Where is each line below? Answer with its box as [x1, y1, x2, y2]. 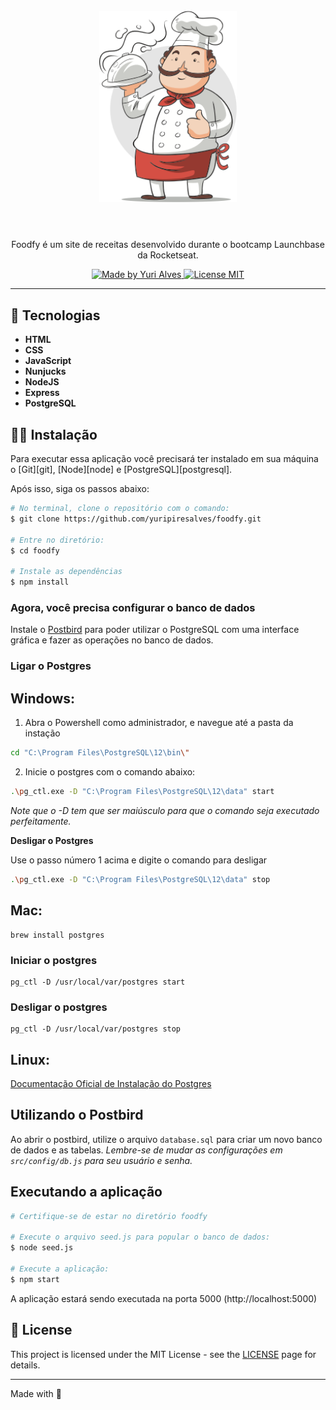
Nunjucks [24, 365, 67, 378]
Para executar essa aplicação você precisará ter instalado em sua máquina [10, 453, 319, 465]
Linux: [10, 1051, 50, 1068]
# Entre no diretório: [10, 535, 105, 545]
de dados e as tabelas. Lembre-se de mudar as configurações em [10, 1144, 283, 1156]
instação [24, 727, 61, 739]
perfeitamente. [10, 815, 72, 827]
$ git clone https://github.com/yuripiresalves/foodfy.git [10, 514, 262, 524]
